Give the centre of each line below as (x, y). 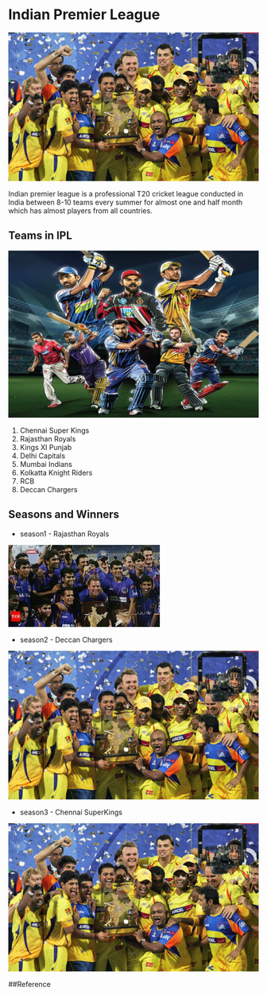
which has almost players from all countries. (80, 210)
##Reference (30, 985)
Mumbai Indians (46, 464)
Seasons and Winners (64, 515)
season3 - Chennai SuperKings (71, 812)
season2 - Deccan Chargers (66, 639)
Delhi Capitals (43, 456)
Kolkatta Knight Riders (56, 472)
